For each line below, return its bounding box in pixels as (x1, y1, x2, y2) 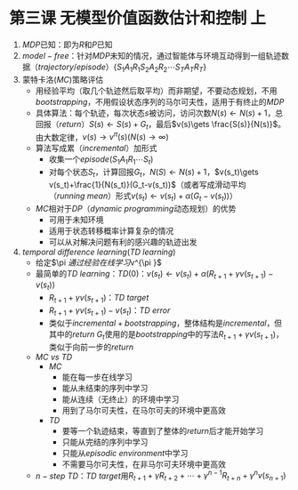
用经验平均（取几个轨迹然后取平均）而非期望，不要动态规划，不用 (35, 85, 278, 96)
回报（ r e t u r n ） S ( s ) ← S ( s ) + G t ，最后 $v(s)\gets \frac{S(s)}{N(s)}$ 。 (35, 118, 286, 132)
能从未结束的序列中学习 (61, 382, 149, 393)
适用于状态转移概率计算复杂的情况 (48, 225, 174, 236)
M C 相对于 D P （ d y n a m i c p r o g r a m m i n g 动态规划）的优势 (35, 203, 237, 213)
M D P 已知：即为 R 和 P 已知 (21, 39, 113, 50)
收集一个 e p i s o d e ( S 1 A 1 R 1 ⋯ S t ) (48, 154, 154, 166)
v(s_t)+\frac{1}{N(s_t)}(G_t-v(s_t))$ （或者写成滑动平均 (48, 179, 246, 189)
